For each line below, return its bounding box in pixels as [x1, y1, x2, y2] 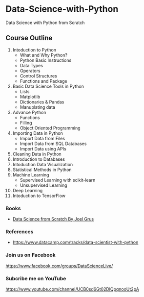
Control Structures [20, 73, 58, 79]
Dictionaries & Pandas [20, 99, 64, 105]
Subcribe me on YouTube [5, 275, 66, 282]
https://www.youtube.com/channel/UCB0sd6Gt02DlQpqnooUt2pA [5, 286, 140, 292]
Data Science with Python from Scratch [5, 20, 85, 25]
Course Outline [5, 34, 53, 42]
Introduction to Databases [12, 156, 65, 162]
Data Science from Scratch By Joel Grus [12, 216, 94, 222]
